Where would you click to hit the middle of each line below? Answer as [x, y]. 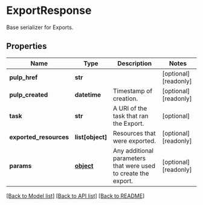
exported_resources [39, 137]
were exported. [134, 141]
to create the [131, 173]
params [21, 166]
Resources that [134, 133]
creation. [125, 99]
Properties [27, 46]
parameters [129, 158]
